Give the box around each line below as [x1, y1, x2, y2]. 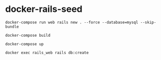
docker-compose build [5, 33, 51, 38]
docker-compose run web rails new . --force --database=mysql [5, 20, 138, 25]
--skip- [140, 20, 156, 25]
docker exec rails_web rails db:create [5, 50, 89, 55]
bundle [5, 24, 19, 29]
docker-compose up [5, 41, 44, 47]
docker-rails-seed [5, 3, 83, 15]
